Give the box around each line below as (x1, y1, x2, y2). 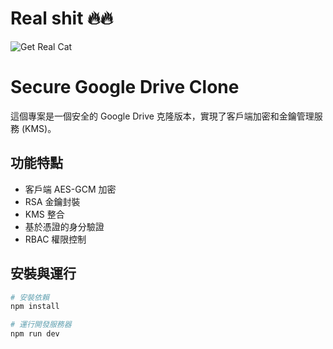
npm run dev (10, 329, 60, 339)
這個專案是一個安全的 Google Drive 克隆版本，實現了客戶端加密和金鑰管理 (10, 110, 315, 122)
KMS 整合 (24, 208, 65, 220)
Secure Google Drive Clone (10, 76, 240, 99)
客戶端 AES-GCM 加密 (24, 183, 117, 195)
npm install (10, 302, 60, 312)
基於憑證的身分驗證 (24, 220, 105, 232)
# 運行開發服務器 (10, 320, 72, 330)
